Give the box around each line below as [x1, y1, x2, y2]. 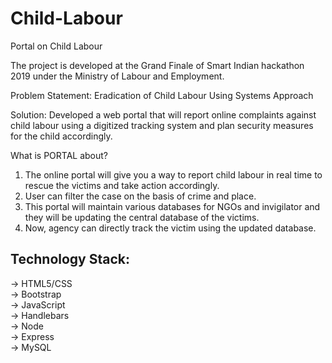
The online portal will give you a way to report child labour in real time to [24, 168, 323, 181]
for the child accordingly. [10, 130, 113, 142]
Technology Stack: [10, 251, 131, 268]
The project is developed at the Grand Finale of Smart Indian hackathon [10, 59, 305, 71]
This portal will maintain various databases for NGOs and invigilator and [24, 200, 321, 212]
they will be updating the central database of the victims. [24, 211, 260, 223]
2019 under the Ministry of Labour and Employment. [10, 70, 225, 82]
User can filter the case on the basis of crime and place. [24, 190, 257, 202]
